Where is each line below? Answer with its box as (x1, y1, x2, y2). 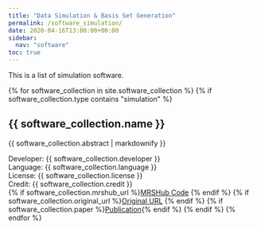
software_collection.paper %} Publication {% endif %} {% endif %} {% (8, 204, 236, 214)
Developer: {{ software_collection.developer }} (8, 153, 161, 163)
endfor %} (8, 212, 42, 223)
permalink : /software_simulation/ (8, 19, 123, 27)
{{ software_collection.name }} (8, 117, 165, 131)
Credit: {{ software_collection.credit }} (8, 179, 133, 188)
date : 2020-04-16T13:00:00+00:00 (8, 26, 119, 34)
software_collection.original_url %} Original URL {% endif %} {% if (8, 196, 224, 205)
